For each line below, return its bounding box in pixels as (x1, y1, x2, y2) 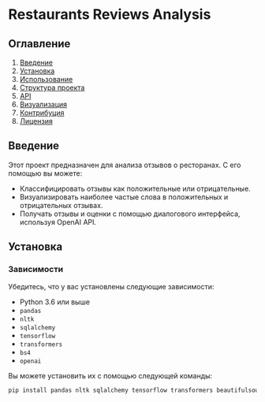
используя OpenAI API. (19, 217, 97, 226)
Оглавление (8, 37, 71, 50)
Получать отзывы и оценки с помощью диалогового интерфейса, (19, 209, 241, 218)
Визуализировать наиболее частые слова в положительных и (19, 192, 229, 202)
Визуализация (19, 100, 68, 109)
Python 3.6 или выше (19, 297, 91, 307)
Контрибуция (19, 108, 65, 117)
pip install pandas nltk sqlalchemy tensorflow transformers (8, 386, 214, 394)
